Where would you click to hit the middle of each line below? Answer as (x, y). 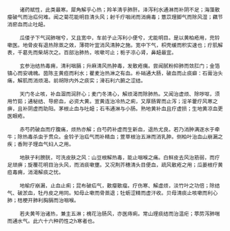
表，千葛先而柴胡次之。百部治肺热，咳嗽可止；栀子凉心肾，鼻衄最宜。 (92, 53)
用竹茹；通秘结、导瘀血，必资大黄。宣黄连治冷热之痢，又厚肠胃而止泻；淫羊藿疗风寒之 (113, 102)
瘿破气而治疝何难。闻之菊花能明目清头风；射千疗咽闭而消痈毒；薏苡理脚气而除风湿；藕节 (115, 17)
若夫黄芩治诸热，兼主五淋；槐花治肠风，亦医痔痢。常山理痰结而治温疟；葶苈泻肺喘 (120, 214)
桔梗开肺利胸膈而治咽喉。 (48, 201)
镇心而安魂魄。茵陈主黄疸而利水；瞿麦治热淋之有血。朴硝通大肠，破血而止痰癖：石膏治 (113, 73)
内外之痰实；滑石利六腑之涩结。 (107, 81)
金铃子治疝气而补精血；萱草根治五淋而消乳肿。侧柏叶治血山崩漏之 (143, 137)
